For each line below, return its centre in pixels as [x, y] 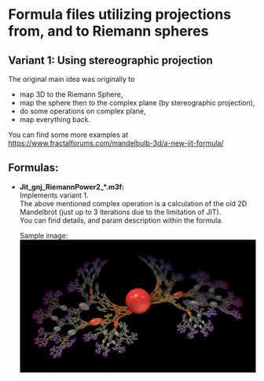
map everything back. [55, 119]
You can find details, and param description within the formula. [121, 220]
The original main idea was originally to [71, 79]
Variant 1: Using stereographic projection [111, 60]
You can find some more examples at [68, 135]
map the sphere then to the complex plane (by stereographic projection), [137, 103]
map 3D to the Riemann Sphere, [71, 94]
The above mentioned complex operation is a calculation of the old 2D [133, 203]
